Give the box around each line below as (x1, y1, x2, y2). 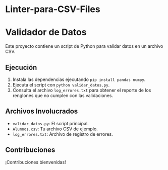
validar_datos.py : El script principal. (12, 120, 89, 126)
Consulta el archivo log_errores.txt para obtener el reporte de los (12, 87, 151, 93)
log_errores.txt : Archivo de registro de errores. (12, 131, 114, 137)
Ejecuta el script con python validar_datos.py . (12, 81, 110, 88)
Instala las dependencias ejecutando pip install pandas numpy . (12, 76, 146, 82)
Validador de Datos (5, 27, 87, 38)
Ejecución (5, 63, 37, 71)
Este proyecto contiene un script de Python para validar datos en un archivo (5, 43, 163, 49)
